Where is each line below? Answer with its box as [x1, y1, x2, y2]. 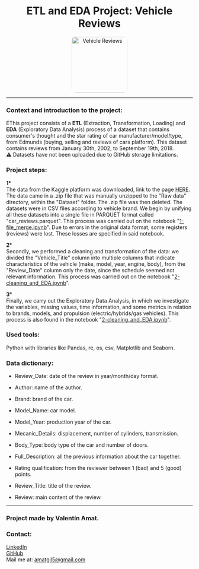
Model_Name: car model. [14, 407, 76, 414]
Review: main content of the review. [14, 494, 102, 501]
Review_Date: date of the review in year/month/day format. [14, 373, 159, 380]
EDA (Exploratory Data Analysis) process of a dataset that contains [6, 126, 170, 133]
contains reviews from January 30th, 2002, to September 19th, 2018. [6, 145, 174, 152]
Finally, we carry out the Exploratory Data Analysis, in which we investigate [6, 297, 190, 304]
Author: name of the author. [14, 384, 83, 391]
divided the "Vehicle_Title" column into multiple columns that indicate [6, 254, 175, 261]
